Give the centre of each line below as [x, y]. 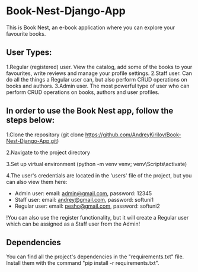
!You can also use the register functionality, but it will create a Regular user [98, 217]
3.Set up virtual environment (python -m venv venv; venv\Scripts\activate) [97, 164]
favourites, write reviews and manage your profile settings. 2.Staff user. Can [99, 73]
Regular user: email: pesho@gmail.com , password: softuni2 [87, 206]
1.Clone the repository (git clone [45, 135]
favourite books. [26, 33]
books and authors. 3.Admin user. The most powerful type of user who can [98, 86]
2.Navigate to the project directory [48, 152]
